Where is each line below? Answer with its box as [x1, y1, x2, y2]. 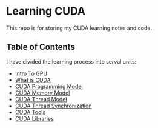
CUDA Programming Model [15, 83, 83, 90]
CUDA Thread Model [15, 95, 67, 103]
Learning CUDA [6, 4, 86, 18]
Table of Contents [6, 42, 76, 52]
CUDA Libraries [15, 115, 54, 122]
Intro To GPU [15, 70, 47, 77]
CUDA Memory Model [15, 89, 70, 96]
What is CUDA [15, 76, 51, 83]
